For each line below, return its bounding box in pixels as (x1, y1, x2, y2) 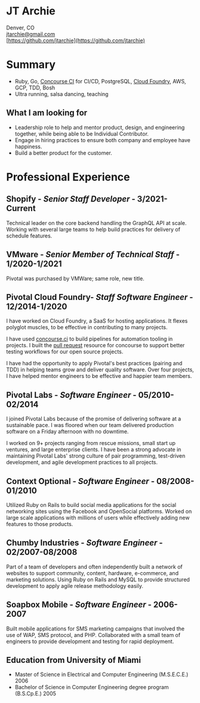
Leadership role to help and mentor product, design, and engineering (14, 124, 185, 131)
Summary (6, 58, 56, 71)
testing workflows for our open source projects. (6, 348, 124, 355)
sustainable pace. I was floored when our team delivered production (6, 422, 174, 429)
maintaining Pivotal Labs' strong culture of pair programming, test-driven (6, 452, 186, 459)
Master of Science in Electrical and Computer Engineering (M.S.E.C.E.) (14, 671, 189, 678)
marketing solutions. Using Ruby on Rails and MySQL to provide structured (6, 576, 190, 583)
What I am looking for (6, 108, 88, 118)
